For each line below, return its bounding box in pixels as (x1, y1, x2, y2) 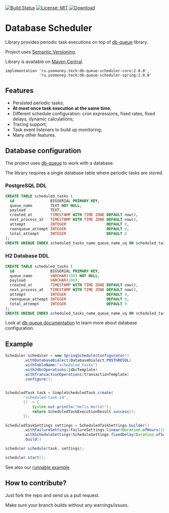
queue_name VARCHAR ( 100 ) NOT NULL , (10, 273, 100, 278)
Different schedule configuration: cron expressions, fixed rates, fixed (12, 110, 155, 116)
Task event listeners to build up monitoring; (12, 126, 102, 133)
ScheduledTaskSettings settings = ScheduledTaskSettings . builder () (5, 423, 150, 428)
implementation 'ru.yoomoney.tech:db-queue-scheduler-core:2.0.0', (5, 68, 150, 73)
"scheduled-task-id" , (23, 395, 69, 400)
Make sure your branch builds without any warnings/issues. (5, 502, 129, 508)
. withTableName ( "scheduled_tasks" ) (23, 362, 98, 367)
